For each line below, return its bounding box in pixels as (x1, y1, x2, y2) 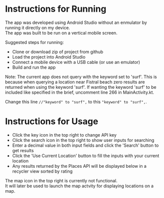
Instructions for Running (5, 3, 107, 15)
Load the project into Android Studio (12, 54, 86, 59)
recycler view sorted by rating (12, 168, 73, 174)
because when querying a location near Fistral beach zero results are (5, 79, 145, 85)
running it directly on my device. (5, 24, 70, 30)
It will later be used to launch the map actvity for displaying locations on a (5, 183, 154, 189)
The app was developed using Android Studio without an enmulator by (5, 20, 147, 25)
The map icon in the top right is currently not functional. (5, 178, 117, 183)
